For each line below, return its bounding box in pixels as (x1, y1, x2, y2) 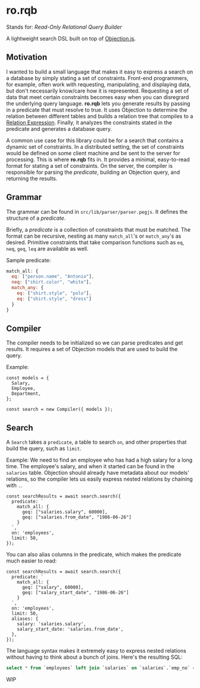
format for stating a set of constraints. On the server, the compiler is (6, 162, 173, 169)
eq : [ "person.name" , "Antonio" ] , (11, 274, 95, 279)
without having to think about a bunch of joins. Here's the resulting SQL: (6, 653, 183, 661)
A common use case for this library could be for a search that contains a (6, 137, 183, 144)
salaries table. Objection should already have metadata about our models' (6, 469, 189, 477)
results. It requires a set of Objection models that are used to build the (6, 346, 178, 353)
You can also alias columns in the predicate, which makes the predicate (6, 551, 182, 558)
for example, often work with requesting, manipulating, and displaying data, (6, 81, 192, 88)
